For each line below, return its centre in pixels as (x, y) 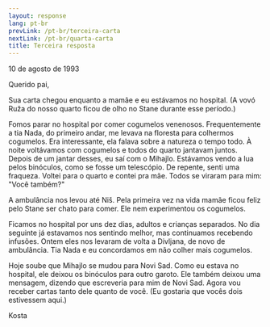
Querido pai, (29, 85)
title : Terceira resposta (52, 46)
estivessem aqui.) (37, 300)
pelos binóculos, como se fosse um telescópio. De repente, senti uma (124, 167)
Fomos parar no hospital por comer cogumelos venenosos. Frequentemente (135, 124)
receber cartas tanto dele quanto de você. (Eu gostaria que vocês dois (126, 291)
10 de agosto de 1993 (44, 69)
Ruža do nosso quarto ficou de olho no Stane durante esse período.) (122, 109)
